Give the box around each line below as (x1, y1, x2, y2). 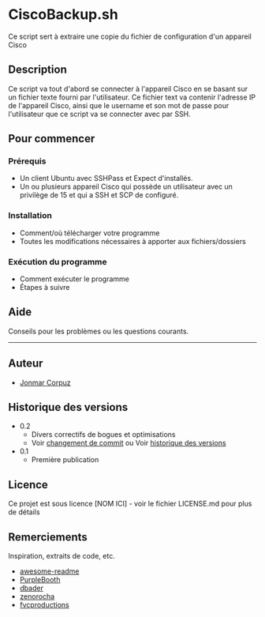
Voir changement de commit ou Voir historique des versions (31, 438, 226, 448)
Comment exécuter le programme (19, 274, 130, 284)
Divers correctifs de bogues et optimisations (31, 430, 176, 439)
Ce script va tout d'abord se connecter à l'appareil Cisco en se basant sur (8, 84, 248, 93)
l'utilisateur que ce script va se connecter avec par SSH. (8, 109, 191, 119)
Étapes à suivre (19, 283, 70, 292)
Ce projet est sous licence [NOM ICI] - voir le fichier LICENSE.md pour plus (8, 499, 252, 509)
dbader (19, 583, 43, 593)
